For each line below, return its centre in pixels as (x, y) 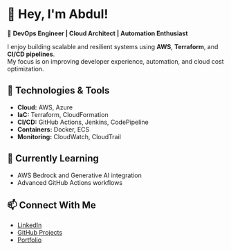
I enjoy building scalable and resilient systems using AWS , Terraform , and (113, 46)
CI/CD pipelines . (31, 54)
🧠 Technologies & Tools (58, 90)
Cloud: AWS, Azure (45, 107)
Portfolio (29, 240)
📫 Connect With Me (52, 205)
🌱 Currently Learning (53, 159)
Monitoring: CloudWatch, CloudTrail (69, 136)
